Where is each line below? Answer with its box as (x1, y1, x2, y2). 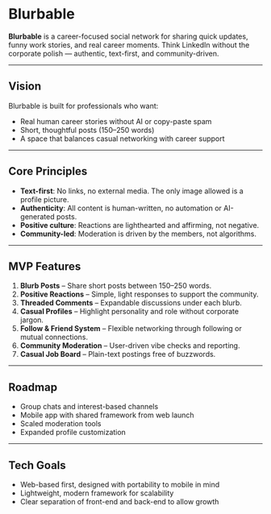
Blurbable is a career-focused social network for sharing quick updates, (8, 31, 248, 41)
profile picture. (19, 194, 69, 204)
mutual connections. (19, 332, 89, 342)
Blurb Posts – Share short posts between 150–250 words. (19, 281, 212, 291)
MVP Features (8, 259, 81, 273)
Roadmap (8, 380, 58, 394)
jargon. (19, 315, 44, 325)
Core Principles (8, 164, 88, 178)
